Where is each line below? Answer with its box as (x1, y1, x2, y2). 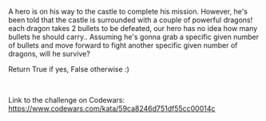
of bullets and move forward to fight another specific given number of (8, 41, 238, 50)
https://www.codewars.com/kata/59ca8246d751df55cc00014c (8, 103, 216, 113)
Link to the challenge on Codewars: (8, 96, 125, 104)
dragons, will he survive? (8, 49, 90, 58)
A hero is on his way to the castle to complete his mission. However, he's (8, 7, 248, 16)
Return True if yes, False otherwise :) (8, 64, 129, 74)
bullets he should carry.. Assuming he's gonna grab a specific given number (8, 32, 260, 41)
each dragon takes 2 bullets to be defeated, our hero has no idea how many (8, 24, 258, 33)
